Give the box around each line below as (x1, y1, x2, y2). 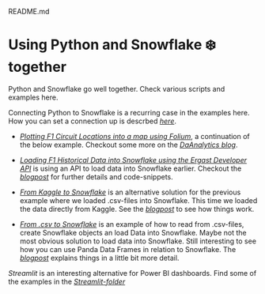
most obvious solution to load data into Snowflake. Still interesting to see (19, 236, 257, 246)
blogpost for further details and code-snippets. (19, 171, 173, 181)
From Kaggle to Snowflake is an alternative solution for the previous (19, 187, 241, 197)
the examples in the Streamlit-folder (8, 277, 126, 286)
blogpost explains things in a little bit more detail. (19, 253, 180, 262)
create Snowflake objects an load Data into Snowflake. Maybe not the (19, 228, 247, 237)
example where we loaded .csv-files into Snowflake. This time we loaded (19, 195, 258, 205)
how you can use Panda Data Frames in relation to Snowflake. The (19, 244, 237, 254)
